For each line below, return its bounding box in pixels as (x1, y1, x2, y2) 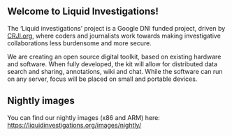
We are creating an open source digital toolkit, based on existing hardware (7, 52, 222, 61)
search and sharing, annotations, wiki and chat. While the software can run (7, 67, 223, 75)
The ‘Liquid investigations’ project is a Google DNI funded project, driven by (7, 24, 226, 32)
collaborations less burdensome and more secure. (7, 38, 152, 47)
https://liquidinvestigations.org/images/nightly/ (7, 121, 142, 129)
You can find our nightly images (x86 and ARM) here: (7, 113, 161, 121)
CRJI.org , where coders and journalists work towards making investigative (7, 31, 222, 40)
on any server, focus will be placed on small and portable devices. (7, 75, 198, 83)
